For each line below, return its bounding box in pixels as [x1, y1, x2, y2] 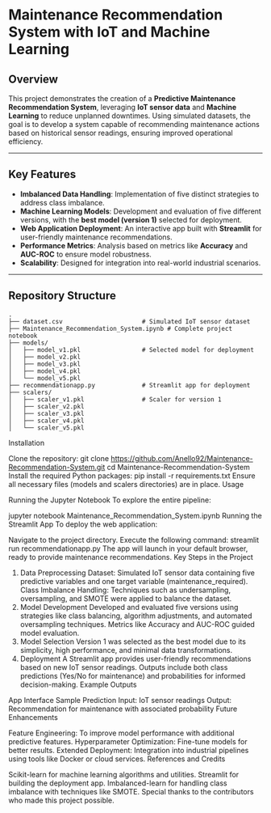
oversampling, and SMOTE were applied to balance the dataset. [19, 593, 232, 603]
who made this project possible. [8, 795, 115, 805]
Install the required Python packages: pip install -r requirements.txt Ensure [8, 471, 256, 481]
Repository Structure [8, 289, 117, 303]
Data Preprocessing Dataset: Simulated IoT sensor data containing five [19, 568, 256, 578]
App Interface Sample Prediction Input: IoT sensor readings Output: [8, 695, 232, 705]
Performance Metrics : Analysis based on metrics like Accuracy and [19, 240, 248, 250]
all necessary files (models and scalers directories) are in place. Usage [8, 479, 244, 489]
